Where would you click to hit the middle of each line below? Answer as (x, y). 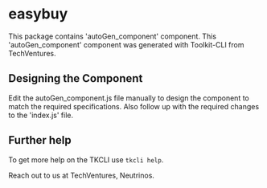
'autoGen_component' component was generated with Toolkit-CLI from (126, 44)
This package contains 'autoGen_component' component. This (113, 36)
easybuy (38, 14)
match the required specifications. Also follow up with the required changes (134, 106)
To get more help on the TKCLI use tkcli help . (86, 159)
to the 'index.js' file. (41, 115)
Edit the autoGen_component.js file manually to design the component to (129, 98)
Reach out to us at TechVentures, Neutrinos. (82, 175)
